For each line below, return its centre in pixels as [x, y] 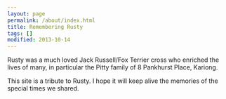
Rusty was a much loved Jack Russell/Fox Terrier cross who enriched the [113, 60]
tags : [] [20, 33]
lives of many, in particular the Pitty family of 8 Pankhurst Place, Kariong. [113, 67]
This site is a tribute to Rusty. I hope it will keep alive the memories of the [113, 81]
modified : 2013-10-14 [39, 40]
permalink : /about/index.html [52, 20]
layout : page [26, 14]
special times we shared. [43, 88]
